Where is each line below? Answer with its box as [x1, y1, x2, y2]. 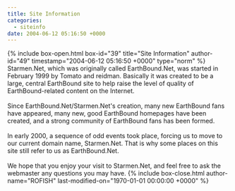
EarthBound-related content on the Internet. [7, 87, 135, 95]
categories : [7, 17, 42, 24]
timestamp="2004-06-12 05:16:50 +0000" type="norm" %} [31, 57, 206, 66]
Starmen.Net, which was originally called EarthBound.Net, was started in [7, 64, 219, 73]
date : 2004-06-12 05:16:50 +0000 [7, 30, 106, 37]
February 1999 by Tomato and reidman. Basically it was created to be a [7, 72, 214, 80]
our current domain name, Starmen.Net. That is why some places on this [7, 139, 219, 148]
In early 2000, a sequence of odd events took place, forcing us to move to [7, 132, 223, 140]
